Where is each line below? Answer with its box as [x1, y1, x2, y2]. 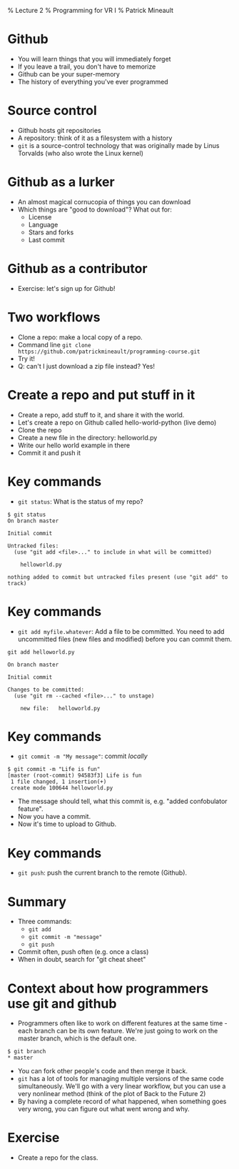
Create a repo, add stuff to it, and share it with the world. [17, 410, 185, 419]
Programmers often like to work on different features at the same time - [17, 1019, 228, 1028]
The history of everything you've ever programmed [17, 77, 169, 86]
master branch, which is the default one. [17, 1034, 137, 1043]
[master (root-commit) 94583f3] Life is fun [7, 772, 142, 780]
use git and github [7, 995, 117, 1012]
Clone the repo [17, 425, 62, 434]
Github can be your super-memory [17, 69, 120, 78]
